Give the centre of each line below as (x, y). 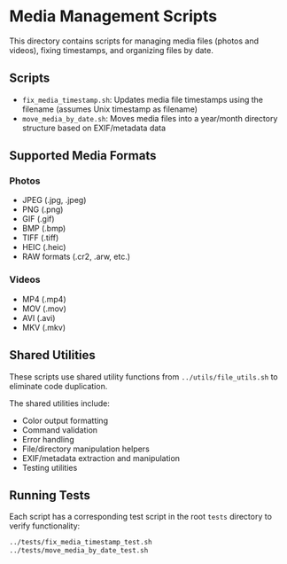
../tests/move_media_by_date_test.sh (79, 551)
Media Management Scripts (113, 16)
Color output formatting (65, 420)
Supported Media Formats (83, 156)
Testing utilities (50, 467)
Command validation (60, 430)
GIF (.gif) (38, 219)
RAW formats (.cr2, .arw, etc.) (76, 257)
